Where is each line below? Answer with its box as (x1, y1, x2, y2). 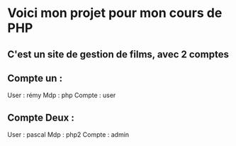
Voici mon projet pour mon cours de (7, 5, 223, 21)
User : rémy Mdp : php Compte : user (7, 91, 116, 100)
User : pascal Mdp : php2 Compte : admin (7, 130, 130, 139)
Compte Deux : (7, 111, 74, 123)
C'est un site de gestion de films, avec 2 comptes (7, 48, 229, 60)
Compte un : (7, 72, 62, 84)
